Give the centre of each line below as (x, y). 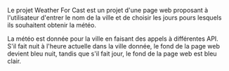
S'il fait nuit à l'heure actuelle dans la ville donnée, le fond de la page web (113, 46)
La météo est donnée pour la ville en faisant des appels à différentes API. (113, 39)
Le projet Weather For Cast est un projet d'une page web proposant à (108, 10)
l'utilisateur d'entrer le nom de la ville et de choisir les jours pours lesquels (115, 18)
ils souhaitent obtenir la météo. (52, 25)
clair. (14, 61)
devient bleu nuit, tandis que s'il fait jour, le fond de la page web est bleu (112, 53)
